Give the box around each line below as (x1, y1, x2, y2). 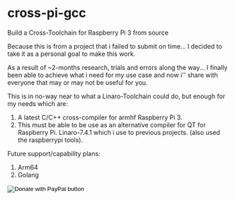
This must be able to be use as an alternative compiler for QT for (17, 120, 207, 129)
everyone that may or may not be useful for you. (7, 78, 148, 86)
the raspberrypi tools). (17, 136, 84, 144)
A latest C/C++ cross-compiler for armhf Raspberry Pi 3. (17, 113, 183, 122)
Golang (17, 170, 39, 179)
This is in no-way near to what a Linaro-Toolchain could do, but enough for (7, 92, 226, 100)
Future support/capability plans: (7, 149, 101, 158)
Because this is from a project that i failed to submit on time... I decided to (7, 42, 223, 50)
